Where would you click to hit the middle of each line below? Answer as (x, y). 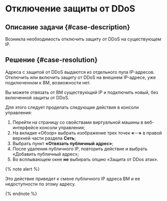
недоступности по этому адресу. (40, 184)
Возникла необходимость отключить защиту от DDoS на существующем (83, 39)
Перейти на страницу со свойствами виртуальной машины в (78, 122)
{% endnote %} (21, 194)
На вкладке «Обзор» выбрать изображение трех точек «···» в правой (87, 133)
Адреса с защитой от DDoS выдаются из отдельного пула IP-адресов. (80, 72)
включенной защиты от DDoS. (37, 97)
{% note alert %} (22, 169)
